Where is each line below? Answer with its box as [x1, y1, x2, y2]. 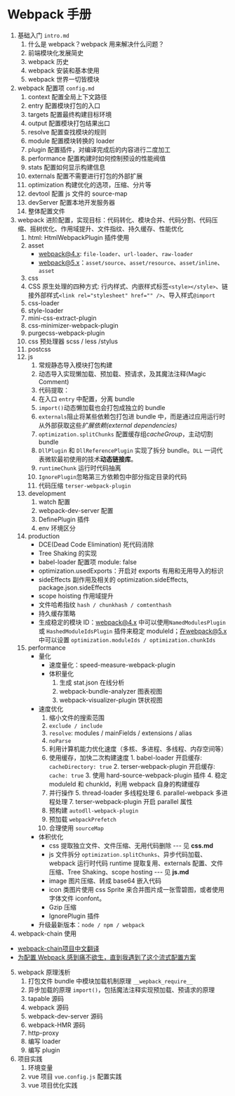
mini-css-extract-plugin [27, 314, 97, 322]
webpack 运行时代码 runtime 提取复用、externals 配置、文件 [48, 859, 224, 867]
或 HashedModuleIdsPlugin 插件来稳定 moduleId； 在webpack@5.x [38, 627, 227, 635]
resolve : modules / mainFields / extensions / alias [48, 729, 192, 737]
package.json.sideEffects [38, 583, 112, 592]
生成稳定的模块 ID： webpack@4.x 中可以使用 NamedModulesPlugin [38, 618, 226, 626]
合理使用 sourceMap [48, 824, 104, 832]
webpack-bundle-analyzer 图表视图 [59, 687, 163, 695]
